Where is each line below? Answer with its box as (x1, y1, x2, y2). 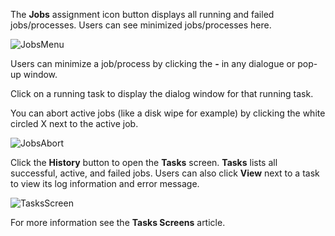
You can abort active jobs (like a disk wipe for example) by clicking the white (10, 107, 326, 119)
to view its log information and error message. (10, 178, 200, 189)
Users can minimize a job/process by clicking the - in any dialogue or (10, 58, 296, 69)
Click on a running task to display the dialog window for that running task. (10, 88, 314, 99)
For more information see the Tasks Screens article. (10, 217, 226, 228)
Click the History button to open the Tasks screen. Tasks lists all (10, 157, 278, 168)
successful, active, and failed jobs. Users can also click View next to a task (10, 167, 320, 179)
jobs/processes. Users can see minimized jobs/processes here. (10, 19, 272, 31)
